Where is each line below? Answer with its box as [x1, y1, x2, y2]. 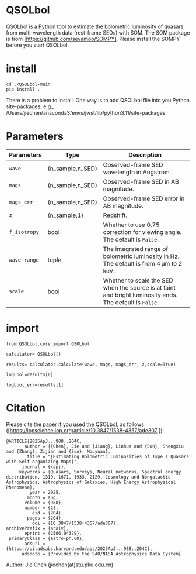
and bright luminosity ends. [103, 291, 178, 299]
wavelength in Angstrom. [103, 168, 171, 176]
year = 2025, [29, 489, 61, 495]
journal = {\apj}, [21, 463, 66, 470]
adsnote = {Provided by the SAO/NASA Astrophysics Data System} [21, 551, 181, 556]
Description [128, 150, 162, 159]
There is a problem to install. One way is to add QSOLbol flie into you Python [6, 97, 190, 104]
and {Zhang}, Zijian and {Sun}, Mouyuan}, [6, 448, 111, 454]
